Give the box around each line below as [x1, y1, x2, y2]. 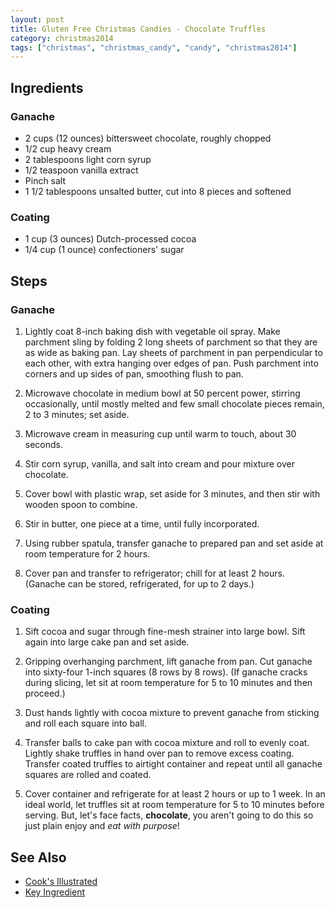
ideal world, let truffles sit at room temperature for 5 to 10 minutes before [24, 799, 325, 811]
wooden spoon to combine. [24, 498, 138, 510]
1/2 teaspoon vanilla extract [24, 164, 139, 176]
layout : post [10, 14, 65, 25]
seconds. [24, 438, 64, 450]
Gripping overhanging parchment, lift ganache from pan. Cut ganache [24, 656, 313, 668]
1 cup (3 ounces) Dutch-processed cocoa [24, 233, 197, 245]
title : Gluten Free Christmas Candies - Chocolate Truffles [10, 24, 267, 34]
